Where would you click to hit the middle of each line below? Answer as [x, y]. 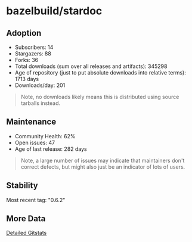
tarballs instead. [41, 103]
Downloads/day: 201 [40, 85]
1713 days [27, 79]
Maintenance [31, 122]
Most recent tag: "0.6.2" [36, 200]
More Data [26, 219]
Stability [22, 186]
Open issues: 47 [35, 142]
